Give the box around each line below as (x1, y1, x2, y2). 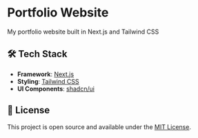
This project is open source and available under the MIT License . (7, 122, 192, 131)
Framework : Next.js (17, 70, 75, 78)
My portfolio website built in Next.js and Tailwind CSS (7, 27, 159, 36)
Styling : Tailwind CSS (17, 77, 79, 85)
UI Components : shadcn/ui (17, 84, 95, 93)
